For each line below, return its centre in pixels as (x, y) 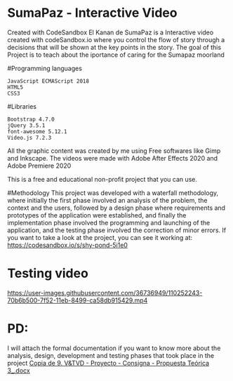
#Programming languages (45, 68)
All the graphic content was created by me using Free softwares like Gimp (114, 151)
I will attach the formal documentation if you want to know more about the (114, 348)
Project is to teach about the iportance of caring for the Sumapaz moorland (116, 55)
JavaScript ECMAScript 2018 (48, 81)
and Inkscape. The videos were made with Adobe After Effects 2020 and (113, 158)
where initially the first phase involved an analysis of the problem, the (108, 200)
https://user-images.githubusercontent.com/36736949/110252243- (105, 293)
